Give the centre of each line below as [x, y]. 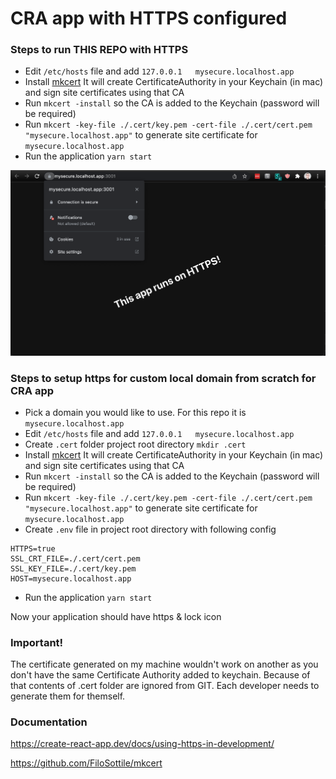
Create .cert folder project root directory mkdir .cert [135, 444]
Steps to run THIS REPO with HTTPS [99, 50]
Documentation [49, 722]
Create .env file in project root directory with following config [150, 529]
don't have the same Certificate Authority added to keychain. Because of [160, 675]
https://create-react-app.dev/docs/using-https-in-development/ [142, 744]
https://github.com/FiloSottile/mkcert [86, 763]
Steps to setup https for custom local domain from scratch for [163, 378]
